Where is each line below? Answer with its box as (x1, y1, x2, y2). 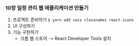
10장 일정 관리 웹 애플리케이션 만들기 (5, 4, 89, 11)
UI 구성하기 (12, 23, 35, 29)
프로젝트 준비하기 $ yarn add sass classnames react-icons (12, 16, 134, 23)
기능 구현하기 (12, 29, 39, 35)
